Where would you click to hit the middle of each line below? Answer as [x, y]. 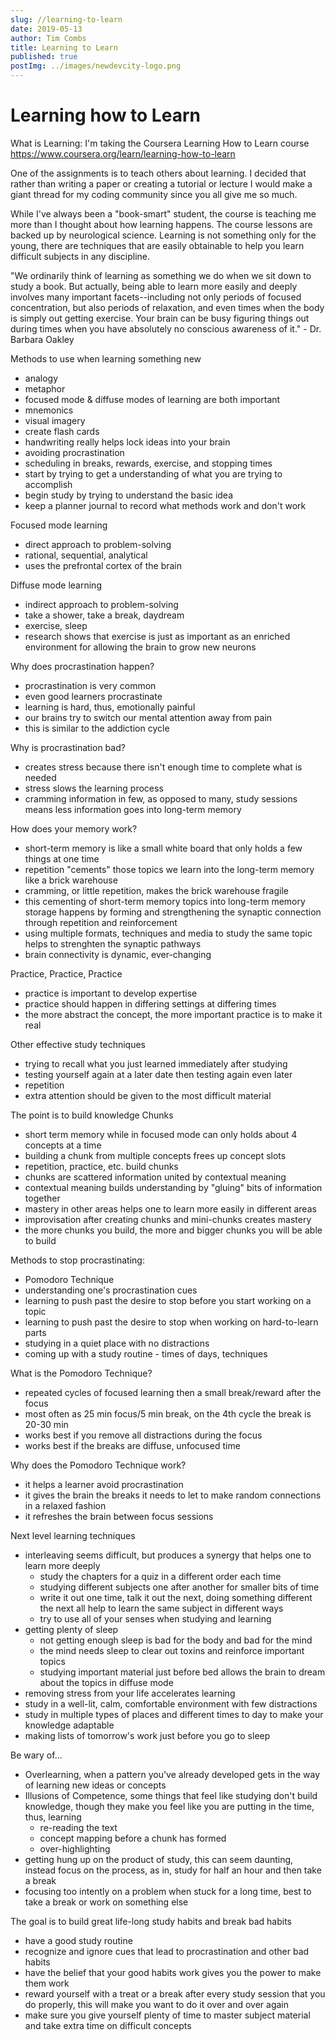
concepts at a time [63, 1145]
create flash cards [62, 431]
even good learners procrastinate [93, 696]
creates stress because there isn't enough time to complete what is [163, 767]
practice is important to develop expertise [111, 993]
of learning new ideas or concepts [95, 1785]
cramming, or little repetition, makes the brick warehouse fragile [156, 890]
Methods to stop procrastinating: [77, 1260]
